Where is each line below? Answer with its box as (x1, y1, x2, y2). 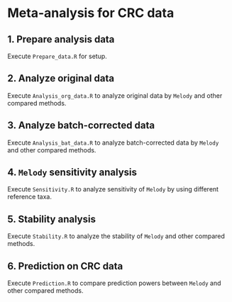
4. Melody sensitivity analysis (7, 167, 137, 179)
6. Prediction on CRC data (7, 260, 123, 272)
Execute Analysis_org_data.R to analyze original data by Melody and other (7, 91, 223, 100)
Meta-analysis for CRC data (7, 5, 175, 21)
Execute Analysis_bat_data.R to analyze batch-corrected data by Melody (7, 138, 219, 147)
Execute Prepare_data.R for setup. (7, 52, 108, 60)
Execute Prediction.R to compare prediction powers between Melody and (7, 279, 221, 288)
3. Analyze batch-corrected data (7, 119, 155, 132)
